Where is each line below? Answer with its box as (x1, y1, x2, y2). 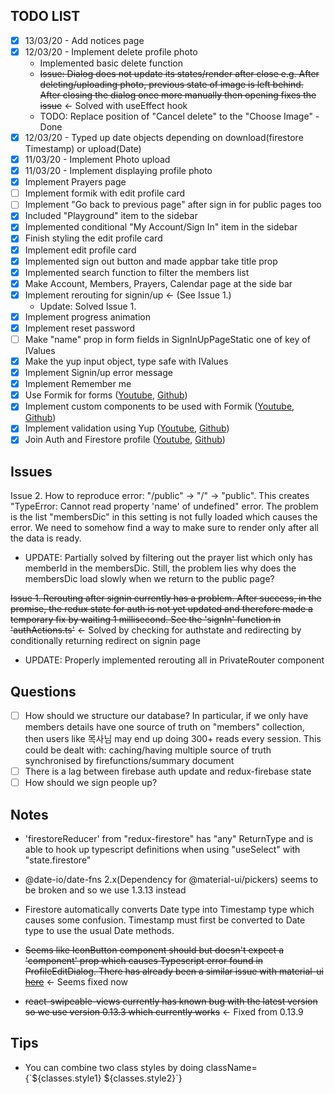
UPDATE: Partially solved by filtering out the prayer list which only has (24, 552, 313, 564)
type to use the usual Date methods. (24, 925, 175, 937)
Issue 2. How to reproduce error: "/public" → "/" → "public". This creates (10, 490, 310, 502)
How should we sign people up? (24, 777, 158, 789)
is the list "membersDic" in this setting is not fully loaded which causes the (10, 511, 318, 523)
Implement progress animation (24, 310, 151, 323)
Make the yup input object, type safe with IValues (24, 355, 229, 367)
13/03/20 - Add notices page (24, 34, 145, 46)
